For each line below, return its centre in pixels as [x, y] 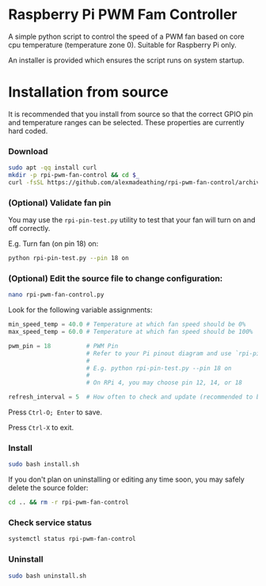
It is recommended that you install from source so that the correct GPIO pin [131, 114]
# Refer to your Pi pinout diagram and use [159, 353]
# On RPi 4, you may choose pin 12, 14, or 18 [164, 383]
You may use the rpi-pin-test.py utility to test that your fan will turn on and [132, 220]
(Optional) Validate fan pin [60, 202]
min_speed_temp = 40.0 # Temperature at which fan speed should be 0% [127, 325]
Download [28, 151]
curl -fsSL [26, 182]
